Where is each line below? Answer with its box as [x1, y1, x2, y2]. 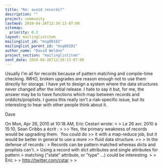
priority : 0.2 [9, 30, 38, 35]
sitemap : [5, 25, 23, 30]
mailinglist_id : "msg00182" [5, 39, 63, 44]
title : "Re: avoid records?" [5, 7, 65, 12]
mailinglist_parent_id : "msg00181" [5, 44, 78, 48]
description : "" [5, 12, 38, 17]
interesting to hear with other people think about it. [5, 102, 108, 108]
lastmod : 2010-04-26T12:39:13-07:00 [5, 21, 80, 26]
